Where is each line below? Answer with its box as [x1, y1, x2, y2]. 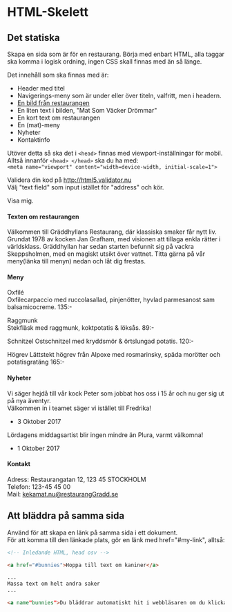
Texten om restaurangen [7, 212, 79, 221]
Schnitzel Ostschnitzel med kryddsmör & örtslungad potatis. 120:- [7, 337, 194, 346]
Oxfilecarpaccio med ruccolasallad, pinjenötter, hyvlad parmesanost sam [7, 295, 215, 304]
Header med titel [17, 84, 66, 92]
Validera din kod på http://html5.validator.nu [7, 176, 132, 184]
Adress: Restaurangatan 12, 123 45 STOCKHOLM [7, 475, 146, 483]
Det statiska [7, 32, 60, 44]
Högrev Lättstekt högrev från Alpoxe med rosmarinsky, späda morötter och [7, 351, 221, 359]
